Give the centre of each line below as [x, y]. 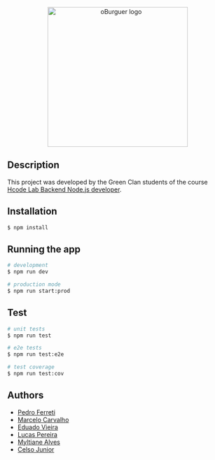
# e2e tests [25, 348]
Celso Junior [36, 449]
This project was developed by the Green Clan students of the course [107, 182]
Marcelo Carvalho [43, 419]
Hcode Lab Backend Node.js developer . [64, 189]
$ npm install [28, 227]
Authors [26, 395]
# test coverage [31, 367]
